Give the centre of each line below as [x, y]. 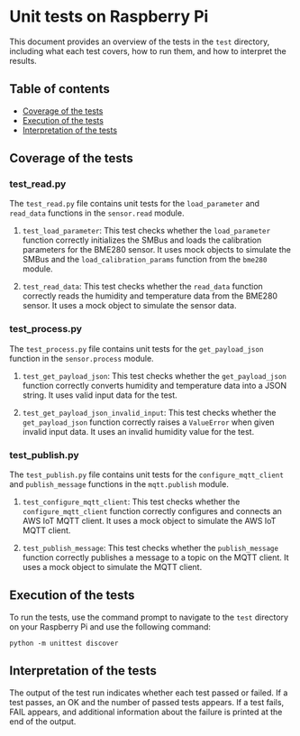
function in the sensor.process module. [82, 358]
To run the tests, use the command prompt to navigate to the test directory [149, 617]
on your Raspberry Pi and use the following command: [110, 626]
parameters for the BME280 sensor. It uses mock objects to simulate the [156, 250]
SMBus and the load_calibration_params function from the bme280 [145, 260]
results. [23, 60]
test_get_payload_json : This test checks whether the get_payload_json [154, 375]
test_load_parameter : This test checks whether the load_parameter [146, 231]
